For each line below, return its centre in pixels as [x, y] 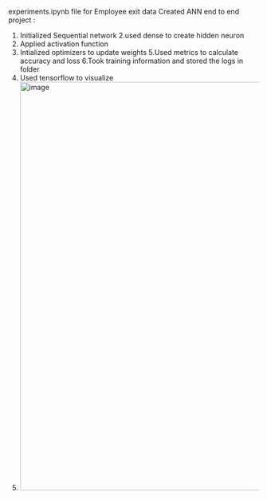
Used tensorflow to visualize [67, 78]
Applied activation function [64, 44]
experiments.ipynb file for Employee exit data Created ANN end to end [124, 12]
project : [22, 20]
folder [29, 69]
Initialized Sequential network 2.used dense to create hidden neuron [132, 35]
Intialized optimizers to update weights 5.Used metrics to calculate [129, 52]
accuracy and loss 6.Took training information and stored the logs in [132, 61]
